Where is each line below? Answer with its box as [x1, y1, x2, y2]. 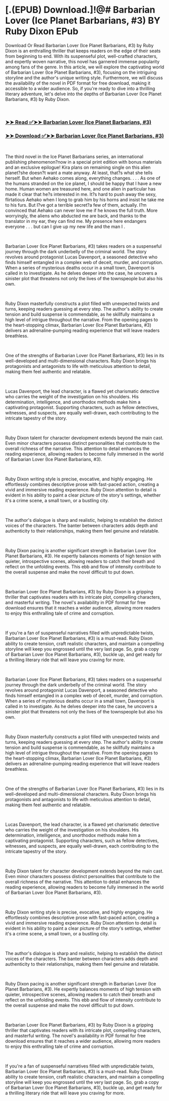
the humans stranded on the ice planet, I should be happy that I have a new [5, 180, 162, 186]
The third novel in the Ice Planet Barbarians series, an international [5, 154, 144, 160]
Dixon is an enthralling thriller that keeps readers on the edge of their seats [5, 48, 161, 54]
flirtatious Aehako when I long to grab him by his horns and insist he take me [5, 197, 164, 203]
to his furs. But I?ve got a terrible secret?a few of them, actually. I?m [5, 202, 147, 208]
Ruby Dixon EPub [5, 26, 79, 37]
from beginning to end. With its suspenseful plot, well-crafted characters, [5, 53, 158, 59]
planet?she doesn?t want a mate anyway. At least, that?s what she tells [5, 170, 153, 176]
